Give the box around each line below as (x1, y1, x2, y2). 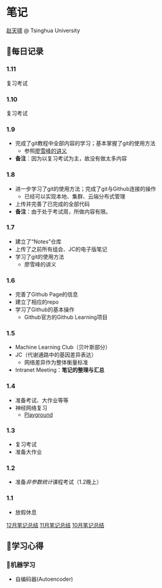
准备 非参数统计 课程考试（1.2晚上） (15, 478, 103, 486)
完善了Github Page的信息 (15, 291, 78, 298)
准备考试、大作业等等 (15, 396, 69, 404)
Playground (24, 411, 53, 418)
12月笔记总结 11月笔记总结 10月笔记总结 (6, 521, 105, 528)
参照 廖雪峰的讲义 (24, 147, 67, 155)
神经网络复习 (15, 404, 47, 411)
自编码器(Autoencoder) (15, 575, 73, 583)
